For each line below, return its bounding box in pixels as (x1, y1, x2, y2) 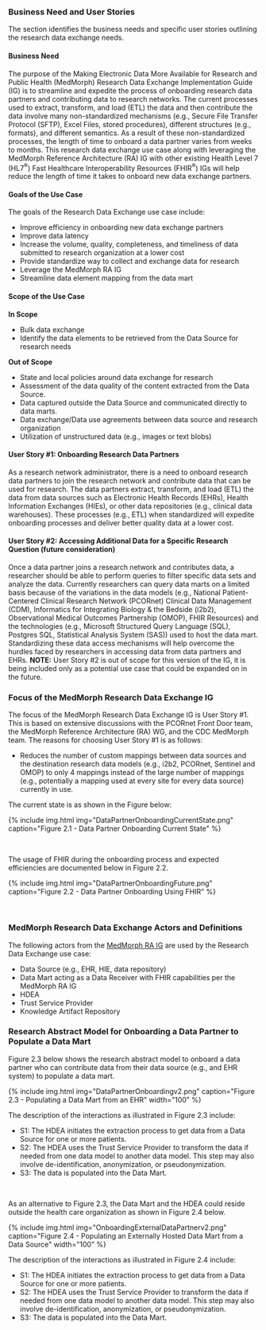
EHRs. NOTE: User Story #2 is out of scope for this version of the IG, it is (8, 655, 246, 665)
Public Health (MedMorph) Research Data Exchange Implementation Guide (8, 77, 253, 87)
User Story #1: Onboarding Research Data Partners (8, 450, 180, 459)
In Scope (8, 309, 38, 319)
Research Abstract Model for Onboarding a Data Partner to (8, 1026, 239, 1037)
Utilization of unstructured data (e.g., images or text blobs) (19, 432, 212, 441)
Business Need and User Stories (8, 6, 135, 17)
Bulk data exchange (19, 324, 85, 334)
